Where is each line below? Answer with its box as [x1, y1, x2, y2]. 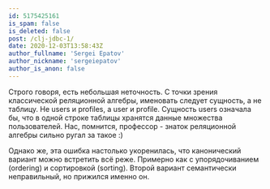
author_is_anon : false [8, 65, 85, 73]
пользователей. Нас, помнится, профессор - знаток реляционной [8, 121, 237, 131]
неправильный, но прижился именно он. [8, 171, 150, 181]
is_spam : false [8, 19, 60, 28]
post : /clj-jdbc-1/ [8, 34, 75, 43]
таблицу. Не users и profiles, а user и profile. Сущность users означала [8, 104, 251, 114]
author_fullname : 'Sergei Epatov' [8, 49, 126, 58]
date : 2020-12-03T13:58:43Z [8, 42, 104, 50]
